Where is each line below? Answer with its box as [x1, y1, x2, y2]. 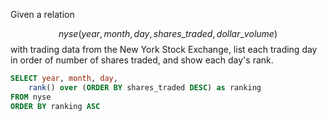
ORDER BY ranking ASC [10, 101, 101, 111]
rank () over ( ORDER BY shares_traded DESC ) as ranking [28, 82, 262, 93]
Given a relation [10, 9, 75, 20]
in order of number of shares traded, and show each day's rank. [10, 54, 274, 66]
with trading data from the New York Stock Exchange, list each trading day [10, 44, 318, 55]
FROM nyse [10, 92, 52, 102]
